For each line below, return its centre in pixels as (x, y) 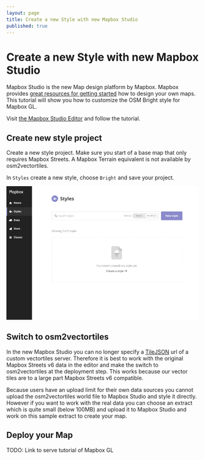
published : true (27, 26)
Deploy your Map (40, 435)
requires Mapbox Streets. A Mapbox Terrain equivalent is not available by (99, 159)
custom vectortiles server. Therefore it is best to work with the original (95, 358)
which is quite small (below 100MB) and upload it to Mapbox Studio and (96, 409)
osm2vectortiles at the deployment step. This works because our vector (97, 371)
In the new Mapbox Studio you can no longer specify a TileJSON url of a (97, 352)
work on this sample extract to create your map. (67, 416)
